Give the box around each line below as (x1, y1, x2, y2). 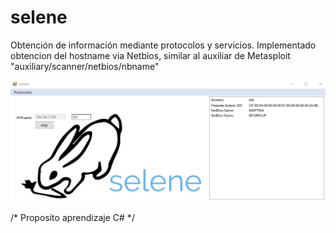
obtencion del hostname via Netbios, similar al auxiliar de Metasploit (10, 49, 291, 61)
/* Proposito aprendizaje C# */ (10, 212, 135, 224)
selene (10, 6, 68, 29)
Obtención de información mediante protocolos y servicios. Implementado (10, 39, 317, 51)
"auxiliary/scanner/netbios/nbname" (10, 60, 160, 72)
